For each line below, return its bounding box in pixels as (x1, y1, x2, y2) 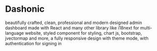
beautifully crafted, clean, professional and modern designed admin (5, 20, 142, 25)
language (5, 30, 24, 36)
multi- (140, 25, 153, 30)
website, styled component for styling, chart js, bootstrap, (25, 30, 142, 36)
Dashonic (5, 3, 45, 15)
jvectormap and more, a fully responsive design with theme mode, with (5, 35, 149, 41)
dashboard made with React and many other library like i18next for (5, 25, 139, 30)
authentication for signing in (5, 40, 62, 46)
